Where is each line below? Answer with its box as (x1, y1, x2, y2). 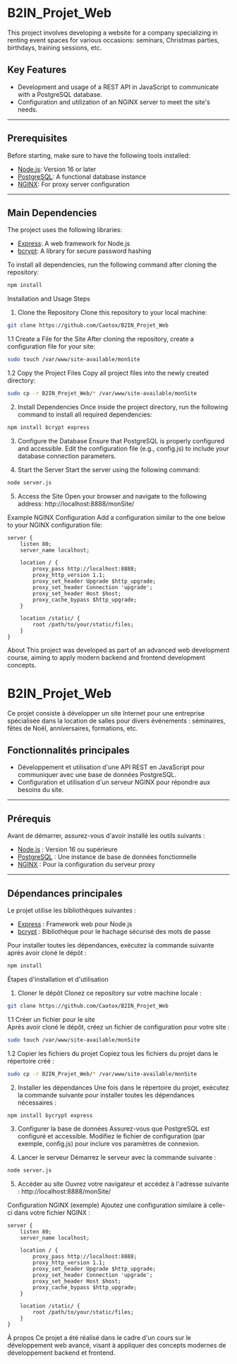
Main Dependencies (7, 206, 97, 218)
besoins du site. (17, 786, 64, 794)
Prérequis (7, 812, 51, 824)
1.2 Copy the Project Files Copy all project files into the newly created (7, 369, 209, 377)
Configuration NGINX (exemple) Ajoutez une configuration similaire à (7, 1201, 207, 1210)
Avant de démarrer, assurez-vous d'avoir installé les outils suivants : (7, 832, 205, 840)
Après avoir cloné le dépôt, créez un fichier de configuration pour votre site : (7, 1022, 230, 1031)
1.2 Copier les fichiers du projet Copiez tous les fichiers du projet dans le (7, 1049, 219, 1058)
